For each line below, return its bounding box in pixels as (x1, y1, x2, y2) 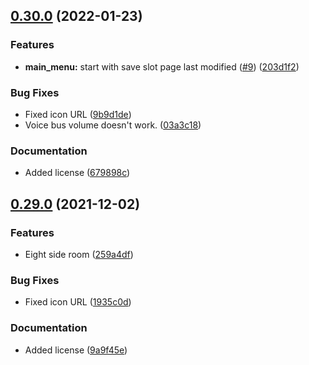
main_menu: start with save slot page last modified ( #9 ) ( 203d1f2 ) (24, 60, 300, 73)
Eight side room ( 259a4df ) (24, 248, 134, 260)
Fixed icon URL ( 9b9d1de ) (24, 108, 132, 120)
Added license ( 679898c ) (24, 167, 131, 179)
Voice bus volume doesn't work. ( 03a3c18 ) (24, 119, 202, 131)
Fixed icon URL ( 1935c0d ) (24, 296, 132, 308)
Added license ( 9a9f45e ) (24, 344, 128, 356)
